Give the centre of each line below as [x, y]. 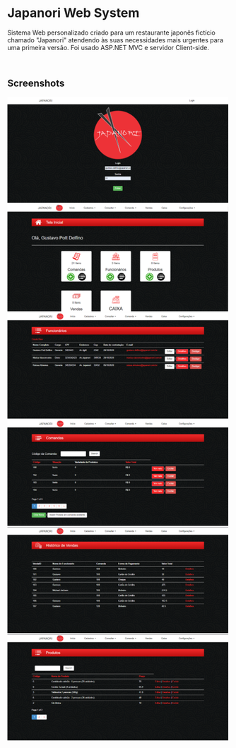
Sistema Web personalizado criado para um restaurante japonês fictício [111, 32]
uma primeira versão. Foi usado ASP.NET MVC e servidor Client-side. [108, 47]
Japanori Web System [73, 13]
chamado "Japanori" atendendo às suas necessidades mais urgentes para [116, 40]
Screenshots [36, 84]
